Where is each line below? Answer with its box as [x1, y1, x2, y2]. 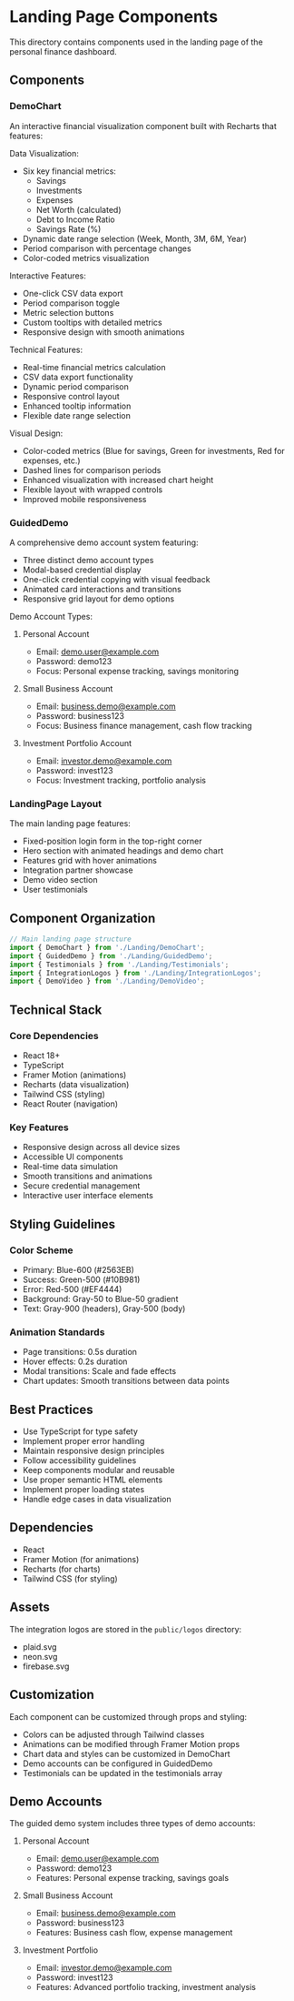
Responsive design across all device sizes [22, 1142, 181, 1153]
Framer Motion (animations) [22, 1069, 127, 1080]
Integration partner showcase [22, 864, 133, 875]
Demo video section [22, 874, 98, 885]
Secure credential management [22, 1180, 141, 1191]
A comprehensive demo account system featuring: [9, 537, 199, 548]
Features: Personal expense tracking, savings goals [35, 1873, 230, 1884]
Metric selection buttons [22, 307, 114, 318]
